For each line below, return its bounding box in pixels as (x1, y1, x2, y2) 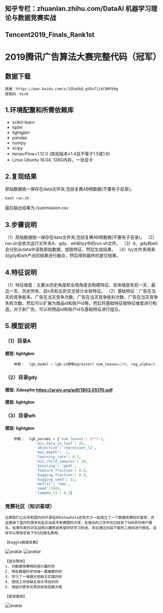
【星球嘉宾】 (5, 594, 27, 599)
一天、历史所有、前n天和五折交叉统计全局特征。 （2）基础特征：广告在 (9, 288, 152, 294)
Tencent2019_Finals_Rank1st (5, 31, 95, 39)
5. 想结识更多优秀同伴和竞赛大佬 (5, 585, 62, 590)
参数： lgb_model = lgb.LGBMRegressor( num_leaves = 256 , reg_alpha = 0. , (14, 361, 160, 367)
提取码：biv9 (5, 91, 29, 96)
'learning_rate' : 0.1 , (35, 455, 81, 460)
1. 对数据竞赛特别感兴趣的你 (5, 564, 55, 569)
